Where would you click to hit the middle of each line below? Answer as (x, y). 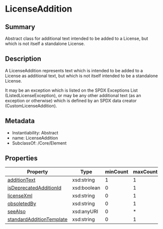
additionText (21, 180)
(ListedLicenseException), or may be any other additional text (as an (73, 95)
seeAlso (16, 212)
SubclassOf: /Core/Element (39, 143)
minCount (117, 172)
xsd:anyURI (85, 212)
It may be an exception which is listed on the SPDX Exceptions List (72, 90)
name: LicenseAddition (35, 138)
